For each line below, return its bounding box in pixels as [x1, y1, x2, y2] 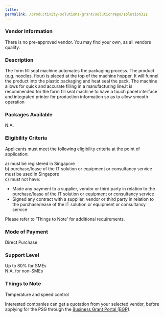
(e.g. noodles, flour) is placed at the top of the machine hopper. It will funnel [5, 73, 159, 79]
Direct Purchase [5, 239, 38, 245]
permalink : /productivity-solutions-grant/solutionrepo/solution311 [5, 12, 148, 17]
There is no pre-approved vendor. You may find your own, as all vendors [5, 39, 151, 45]
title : [5, 7, 19, 12]
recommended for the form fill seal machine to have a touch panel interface [5, 89, 158, 95]
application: [5, 151, 29, 157]
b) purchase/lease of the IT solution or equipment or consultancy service [5, 165, 153, 172]
